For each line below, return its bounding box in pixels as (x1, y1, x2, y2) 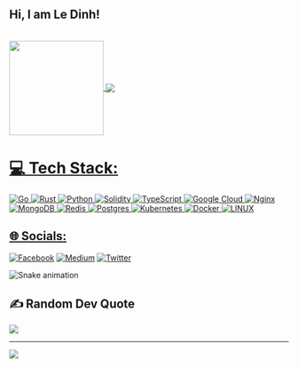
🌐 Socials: (9, 228, 67, 244)
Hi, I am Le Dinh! (9, 7, 100, 22)
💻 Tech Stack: (9, 158, 119, 178)
